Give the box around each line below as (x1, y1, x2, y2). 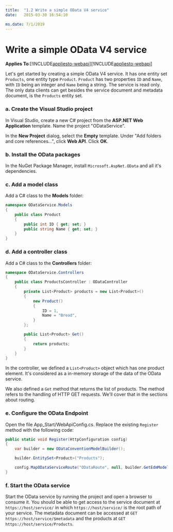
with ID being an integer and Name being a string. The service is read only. (5, 82, 161, 88)
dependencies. (5, 168, 37, 174)
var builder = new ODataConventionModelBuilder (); (14, 446, 126, 452)
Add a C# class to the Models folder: (5, 192, 84, 199)
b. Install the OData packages (5, 151, 81, 158)
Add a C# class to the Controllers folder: (5, 260, 92, 266)
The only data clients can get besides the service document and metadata (5, 87, 163, 93)
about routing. (5, 397, 36, 403)
